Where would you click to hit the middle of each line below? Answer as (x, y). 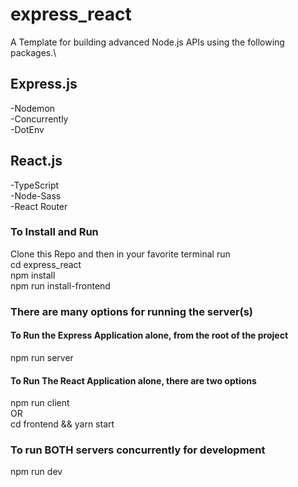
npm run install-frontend (60, 285)
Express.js (44, 84)
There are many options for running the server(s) (132, 311)
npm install (33, 275)
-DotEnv (27, 129)
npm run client (40, 403)
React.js (36, 161)
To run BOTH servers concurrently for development (138, 450)
